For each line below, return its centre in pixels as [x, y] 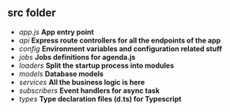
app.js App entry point [56, 31]
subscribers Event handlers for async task [89, 91]
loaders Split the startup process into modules [96, 65]
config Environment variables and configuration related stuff [120, 48]
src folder [32, 13]
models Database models [61, 73]
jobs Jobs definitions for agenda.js [77, 57]
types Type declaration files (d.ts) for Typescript [100, 98]
